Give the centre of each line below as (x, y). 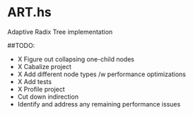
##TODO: (21, 45)
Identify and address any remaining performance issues (99, 104)
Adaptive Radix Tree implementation (60, 32)
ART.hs (29, 12)
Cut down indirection (48, 97)
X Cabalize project (45, 66)
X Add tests (34, 81)
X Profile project (41, 89)
